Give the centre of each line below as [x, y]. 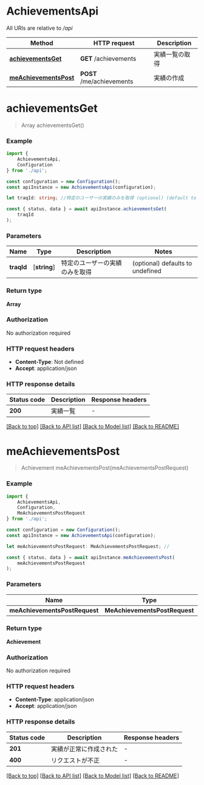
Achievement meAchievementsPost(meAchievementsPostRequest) [105, 468]
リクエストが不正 [75, 760]
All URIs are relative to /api [39, 28]
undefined [147, 271]
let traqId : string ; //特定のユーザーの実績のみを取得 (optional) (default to [101, 198]
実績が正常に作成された [84, 749]
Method [42, 43]
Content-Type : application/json [54, 699]
